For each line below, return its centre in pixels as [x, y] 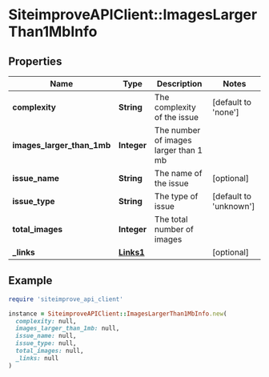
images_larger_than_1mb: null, [68, 329]
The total [171, 219]
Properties [35, 61]
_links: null [37, 358]
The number [178, 130]
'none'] [226, 112]
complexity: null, [46, 321]
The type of [177, 196]
